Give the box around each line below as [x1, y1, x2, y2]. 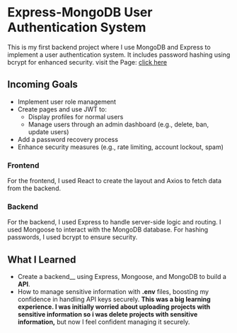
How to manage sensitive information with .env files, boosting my [17, 288, 209, 296]
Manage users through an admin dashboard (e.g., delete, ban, [28, 120, 209, 129]
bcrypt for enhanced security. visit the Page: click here [7, 58, 168, 66]
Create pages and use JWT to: [17, 104, 108, 114]
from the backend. [7, 184, 62, 192]
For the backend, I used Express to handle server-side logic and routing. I [7, 218, 221, 226]
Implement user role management [17, 97, 117, 106]
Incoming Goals [7, 79, 78, 91]
